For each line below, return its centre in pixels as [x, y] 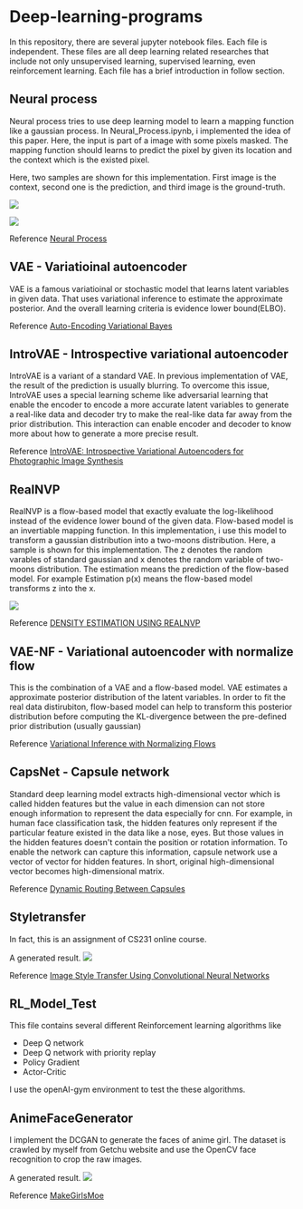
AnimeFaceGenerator [71, 1118]
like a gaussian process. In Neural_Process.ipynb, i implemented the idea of [150, 131]
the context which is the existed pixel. [80, 160]
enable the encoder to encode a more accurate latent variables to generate [149, 405]
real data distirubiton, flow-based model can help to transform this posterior [151, 707]
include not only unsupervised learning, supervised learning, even [133, 61]
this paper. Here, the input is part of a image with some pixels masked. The [149, 140]
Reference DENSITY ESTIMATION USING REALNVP [105, 623]
